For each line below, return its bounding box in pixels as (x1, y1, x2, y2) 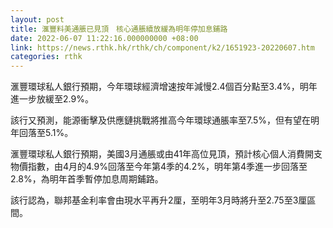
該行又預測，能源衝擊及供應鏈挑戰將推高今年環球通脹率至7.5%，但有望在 (10, 114, 312, 126)
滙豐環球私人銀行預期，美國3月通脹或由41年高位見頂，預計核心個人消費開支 (10, 148, 323, 160)
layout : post (10, 14, 65, 25)
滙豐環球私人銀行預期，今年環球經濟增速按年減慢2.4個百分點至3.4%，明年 (10, 81, 318, 93)
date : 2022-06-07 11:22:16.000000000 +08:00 (10, 33, 199, 43)
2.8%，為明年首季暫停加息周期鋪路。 (10, 173, 164, 185)
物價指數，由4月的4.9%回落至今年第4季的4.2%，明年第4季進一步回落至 (10, 161, 308, 173)
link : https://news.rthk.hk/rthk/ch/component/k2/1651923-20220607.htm (10, 42, 315, 53)
